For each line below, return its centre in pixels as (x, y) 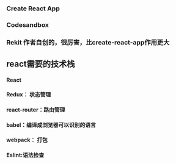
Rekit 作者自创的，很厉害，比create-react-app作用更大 (88, 42)
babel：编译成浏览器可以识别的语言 (51, 125)
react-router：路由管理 (36, 109)
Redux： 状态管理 (29, 94)
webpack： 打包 (27, 140)
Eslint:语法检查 (25, 155)
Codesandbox (28, 24)
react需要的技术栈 (41, 64)
